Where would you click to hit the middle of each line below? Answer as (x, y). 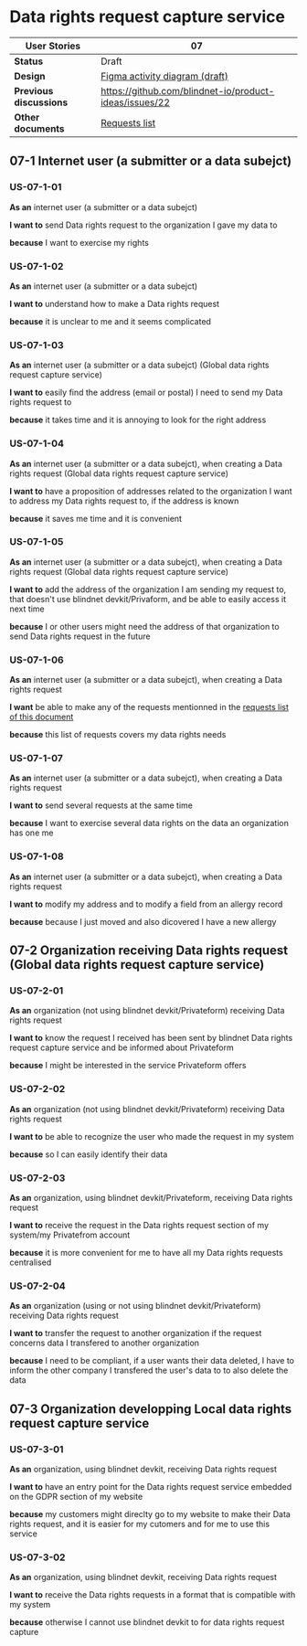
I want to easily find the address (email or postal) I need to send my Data (146, 393)
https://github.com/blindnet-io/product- (187, 90)
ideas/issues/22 (135, 102)
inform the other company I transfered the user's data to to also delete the (149, 1370)
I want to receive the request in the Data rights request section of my (139, 1225)
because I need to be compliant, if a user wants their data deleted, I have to (152, 1361)
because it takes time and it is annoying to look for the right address (138, 420)
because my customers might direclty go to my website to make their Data (150, 1513)
